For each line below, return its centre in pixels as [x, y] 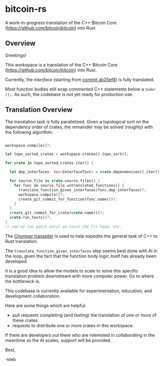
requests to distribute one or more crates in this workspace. [73, 325]
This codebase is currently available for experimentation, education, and [79, 291]
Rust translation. [22, 241]
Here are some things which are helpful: [46, 305]
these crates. [26, 320]
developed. [16, 261]
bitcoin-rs [26, 9]
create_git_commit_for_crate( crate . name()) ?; [57, 213]
